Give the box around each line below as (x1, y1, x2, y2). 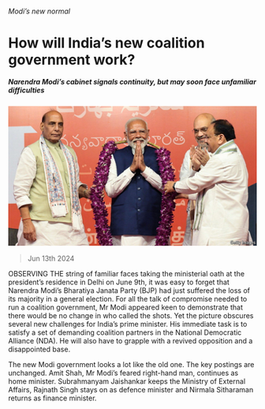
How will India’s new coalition (8, 34, 205, 51)
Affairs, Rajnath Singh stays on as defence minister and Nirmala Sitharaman (8, 385, 254, 395)
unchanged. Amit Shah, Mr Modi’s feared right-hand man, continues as (8, 368, 239, 378)
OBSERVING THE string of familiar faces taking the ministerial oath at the (8, 269, 245, 279)
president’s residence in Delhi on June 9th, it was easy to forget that (8, 277, 230, 287)
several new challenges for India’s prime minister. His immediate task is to (8, 320, 248, 329)
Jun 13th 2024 (27, 253, 75, 264)
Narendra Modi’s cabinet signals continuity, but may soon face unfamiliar (8, 77, 256, 87)
